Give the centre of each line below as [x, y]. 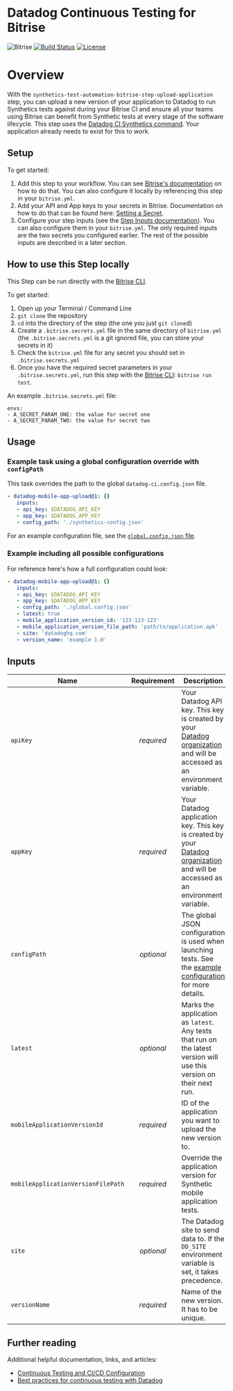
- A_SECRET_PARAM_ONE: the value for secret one [79, 414]
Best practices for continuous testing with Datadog [90, 1381]
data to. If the [203, 1239]
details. [193, 994]
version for [199, 1175]
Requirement [153, 681]
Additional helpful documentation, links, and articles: [82, 1360]
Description [203, 681]
